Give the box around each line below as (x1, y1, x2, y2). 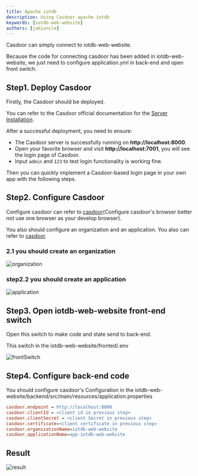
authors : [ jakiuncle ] (6, 25, 60, 31)
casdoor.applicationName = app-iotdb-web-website (6, 432, 126, 438)
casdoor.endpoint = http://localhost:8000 (6, 404, 112, 410)
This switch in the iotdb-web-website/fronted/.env (6, 342, 129, 349)
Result (6, 448, 31, 458)
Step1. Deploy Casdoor (6, 82, 92, 92)
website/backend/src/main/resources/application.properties (6, 393, 152, 400)
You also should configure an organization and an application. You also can (6, 226, 189, 233)
